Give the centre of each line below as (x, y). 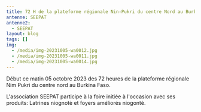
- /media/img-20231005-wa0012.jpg (54, 51)
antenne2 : (19, 23)
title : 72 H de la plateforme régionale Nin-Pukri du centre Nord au (95, 12)
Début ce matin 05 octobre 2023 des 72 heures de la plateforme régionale (98, 79)
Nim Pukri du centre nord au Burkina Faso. (58, 85)
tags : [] (17, 39)
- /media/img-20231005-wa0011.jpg (54, 56)
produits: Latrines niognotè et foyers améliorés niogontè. (76, 102)
